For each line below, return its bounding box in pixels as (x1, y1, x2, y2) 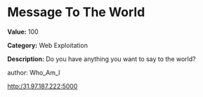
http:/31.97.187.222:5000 (7, 82, 78, 90)
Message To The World (7, 4, 145, 20)
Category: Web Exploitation (7, 41, 88, 49)
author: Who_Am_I (7, 68, 61, 77)
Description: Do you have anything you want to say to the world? (7, 54, 196, 63)
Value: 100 (7, 27, 39, 36)
